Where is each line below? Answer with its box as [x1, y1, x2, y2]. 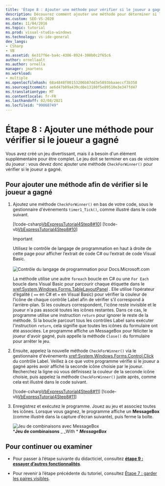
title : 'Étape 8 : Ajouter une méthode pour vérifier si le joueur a [5, 7, 151, 12]
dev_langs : [5, 39, 28, 44]
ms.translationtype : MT [5, 89, 54, 94]
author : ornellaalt [5, 57, 46, 62]
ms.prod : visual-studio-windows [5, 30, 71, 35]
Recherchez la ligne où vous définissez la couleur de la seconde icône [12, 368, 155, 374]
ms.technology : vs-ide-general [5, 35, 70, 40]
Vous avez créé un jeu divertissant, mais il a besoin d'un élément [5, 151, 136, 156]
